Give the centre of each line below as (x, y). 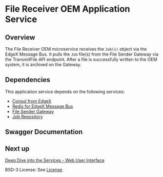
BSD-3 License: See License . (34, 170)
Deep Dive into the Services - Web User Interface (55, 160)
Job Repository (27, 117)
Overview (20, 37)
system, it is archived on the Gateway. (43, 65)
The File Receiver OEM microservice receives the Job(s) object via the (76, 49)
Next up (17, 148)
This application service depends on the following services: (65, 92)
